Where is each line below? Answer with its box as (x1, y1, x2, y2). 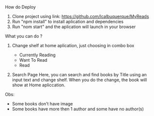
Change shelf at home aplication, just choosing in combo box (12, 43, 135, 48)
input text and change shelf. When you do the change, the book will (12, 77, 147, 83)
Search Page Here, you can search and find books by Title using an (12, 72, 147, 77)
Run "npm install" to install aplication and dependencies (12, 19, 123, 24)
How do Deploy (5, 4, 36, 10)
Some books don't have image (12, 101, 73, 106)
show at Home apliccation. (12, 82, 65, 88)
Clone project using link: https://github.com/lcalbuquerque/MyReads (12, 14, 149, 19)
